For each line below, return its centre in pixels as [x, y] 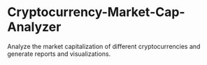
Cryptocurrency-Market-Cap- [96, 12]
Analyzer [34, 27]
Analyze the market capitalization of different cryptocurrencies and [104, 46]
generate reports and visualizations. [59, 54]
